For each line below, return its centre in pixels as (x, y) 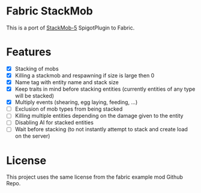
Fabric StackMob (49, 11)
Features (29, 52)
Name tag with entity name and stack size (67, 82)
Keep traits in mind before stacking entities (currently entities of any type (105, 89)
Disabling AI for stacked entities (54, 123)
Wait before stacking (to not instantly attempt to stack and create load (101, 129)
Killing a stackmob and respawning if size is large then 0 (85, 75)
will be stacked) (34, 96)
